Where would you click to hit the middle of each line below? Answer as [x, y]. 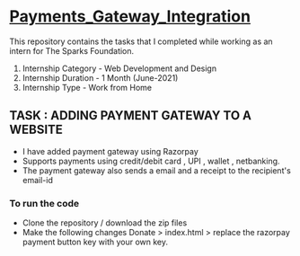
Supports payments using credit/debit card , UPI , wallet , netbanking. [151, 161]
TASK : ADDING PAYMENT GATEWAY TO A [131, 115]
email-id [38, 180]
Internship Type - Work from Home [87, 87]
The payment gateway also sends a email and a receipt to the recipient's [157, 170]
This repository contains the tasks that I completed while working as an [141, 41]
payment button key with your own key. [95, 242]
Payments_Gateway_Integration [130, 17]
